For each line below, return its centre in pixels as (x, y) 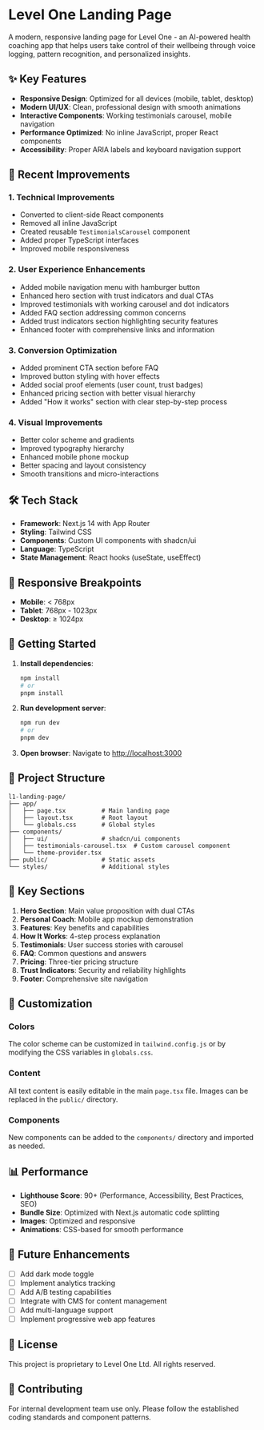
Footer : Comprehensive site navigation (84, 978)
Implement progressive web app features (88, 1319)
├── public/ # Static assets (82, 860)
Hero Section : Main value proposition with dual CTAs (107, 910)
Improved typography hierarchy (72, 448)
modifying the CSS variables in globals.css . (81, 1052)
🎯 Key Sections (47, 892)
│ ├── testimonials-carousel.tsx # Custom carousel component (119, 846)
